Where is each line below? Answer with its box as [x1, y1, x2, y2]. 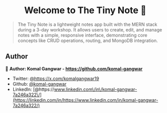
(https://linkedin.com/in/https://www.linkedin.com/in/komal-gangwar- [12, 97, 158, 103]
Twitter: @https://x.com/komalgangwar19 [12, 76, 99, 82]
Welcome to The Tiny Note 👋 [24, 5, 147, 16]
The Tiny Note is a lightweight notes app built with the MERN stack [17, 21, 157, 27]
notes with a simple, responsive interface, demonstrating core [17, 32, 148, 38]
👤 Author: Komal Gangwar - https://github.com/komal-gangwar [5, 65, 143, 71]
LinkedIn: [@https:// [12, 86, 54, 92]
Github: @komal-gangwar [12, 81, 67, 87]
